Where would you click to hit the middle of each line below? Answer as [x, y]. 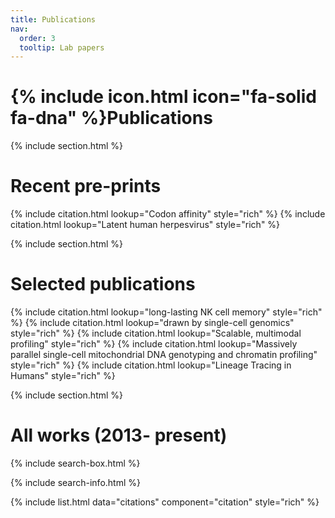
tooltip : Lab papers [62, 47]
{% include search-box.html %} [75, 463]
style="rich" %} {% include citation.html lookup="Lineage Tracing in [151, 365]
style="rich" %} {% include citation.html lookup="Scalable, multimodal [156, 333]
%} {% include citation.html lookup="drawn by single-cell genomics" [152, 323]
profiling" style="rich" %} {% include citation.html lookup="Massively [154, 344]
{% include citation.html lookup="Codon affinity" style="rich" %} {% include [168, 214]
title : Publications [53, 19]
